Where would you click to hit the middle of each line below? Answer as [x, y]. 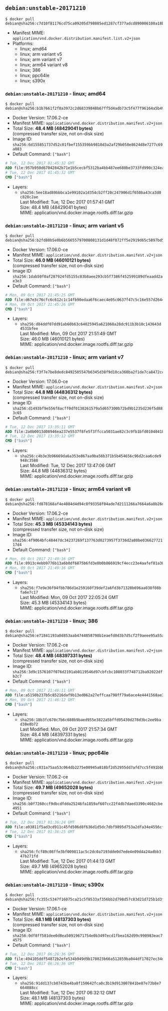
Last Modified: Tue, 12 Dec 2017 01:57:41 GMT [67, 202]
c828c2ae [29, 197]
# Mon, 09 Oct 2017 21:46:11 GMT [40, 691]
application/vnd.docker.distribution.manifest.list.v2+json [76, 38]
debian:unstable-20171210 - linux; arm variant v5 [64, 226]
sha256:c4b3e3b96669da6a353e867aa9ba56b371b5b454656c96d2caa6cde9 [90, 456]
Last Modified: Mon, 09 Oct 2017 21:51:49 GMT [68, 334]
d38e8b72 [29, 724]
